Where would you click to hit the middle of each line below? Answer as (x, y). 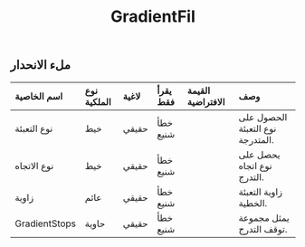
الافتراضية (206, 101)
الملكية (98, 101)
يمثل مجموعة (264, 217)
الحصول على (263, 117)
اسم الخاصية (39, 96)
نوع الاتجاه (34, 166)
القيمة (199, 90)
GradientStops (45, 223)
